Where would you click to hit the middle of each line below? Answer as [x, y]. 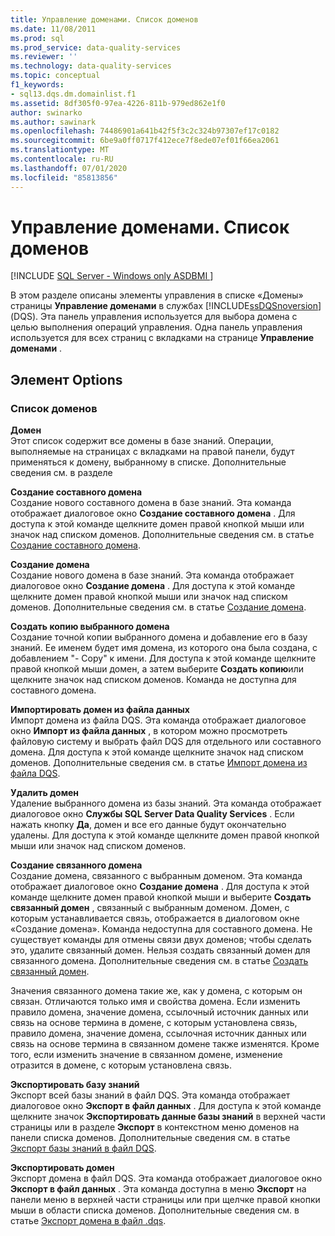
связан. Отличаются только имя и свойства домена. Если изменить [155, 1002]
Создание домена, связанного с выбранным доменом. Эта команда [156, 876]
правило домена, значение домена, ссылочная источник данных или [158, 1033]
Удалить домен [45, 793]
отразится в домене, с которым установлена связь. [121, 1065]
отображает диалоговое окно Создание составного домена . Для [153, 513]
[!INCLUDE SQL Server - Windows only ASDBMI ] [112, 276]
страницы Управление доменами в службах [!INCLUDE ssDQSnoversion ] [166, 306]
